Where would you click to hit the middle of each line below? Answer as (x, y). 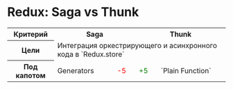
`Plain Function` (186, 70)
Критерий (31, 34)
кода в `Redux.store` (91, 54)
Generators (76, 70)
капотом (31, 75)
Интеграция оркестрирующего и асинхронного (137, 46)
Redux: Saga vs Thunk (73, 12)
